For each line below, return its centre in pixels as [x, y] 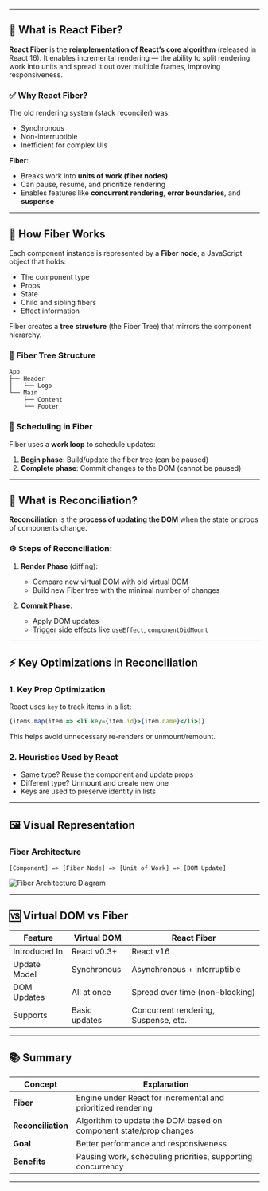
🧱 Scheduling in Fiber [51, 427]
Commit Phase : [46, 605]
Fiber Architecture [45, 852]
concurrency [100, 1166]
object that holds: [38, 261]
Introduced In [38, 951]
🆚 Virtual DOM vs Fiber [69, 916]
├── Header [27, 379]
